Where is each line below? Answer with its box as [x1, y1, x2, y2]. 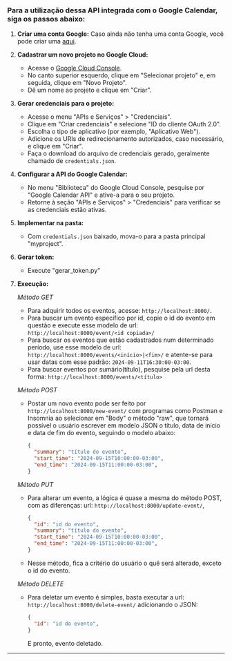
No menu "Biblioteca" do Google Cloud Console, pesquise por [27, 184, 205, 192]
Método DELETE [17, 579, 64, 588]
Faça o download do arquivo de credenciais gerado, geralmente [27, 149, 210, 157]
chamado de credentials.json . [27, 157, 117, 165]
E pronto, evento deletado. [27, 639, 104, 647]
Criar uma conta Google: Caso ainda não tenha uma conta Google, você [17, 30, 224, 38]
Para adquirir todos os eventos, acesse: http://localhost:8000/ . [27, 307, 212, 315]
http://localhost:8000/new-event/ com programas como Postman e [27, 407, 223, 415]
